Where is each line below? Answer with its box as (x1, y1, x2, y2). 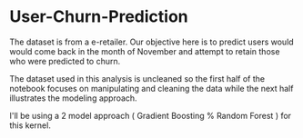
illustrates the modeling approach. (9, 93, 138, 103)
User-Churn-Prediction (9, 6, 188, 27)
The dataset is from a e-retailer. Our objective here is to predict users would (9, 36, 294, 47)
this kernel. (9, 120, 52, 131)
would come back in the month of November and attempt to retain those (9, 45, 280, 56)
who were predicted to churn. (9, 55, 121, 66)
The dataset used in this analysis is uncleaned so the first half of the (9, 73, 266, 84)
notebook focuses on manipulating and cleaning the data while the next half (9, 83, 294, 94)
